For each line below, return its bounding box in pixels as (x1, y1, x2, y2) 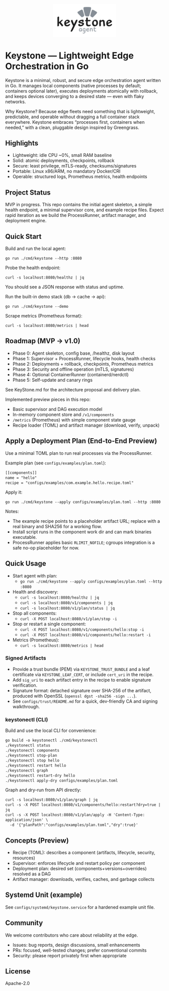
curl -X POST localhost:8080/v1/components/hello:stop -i (20, 627, 144, 632)
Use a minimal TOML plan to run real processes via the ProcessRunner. (5, 450, 152, 456)
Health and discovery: (12, 589, 59, 595)
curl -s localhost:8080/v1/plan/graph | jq (5, 797, 98, 802)
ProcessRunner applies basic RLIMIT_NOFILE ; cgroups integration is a (12, 539, 155, 545)
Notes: (5, 508, 19, 514)
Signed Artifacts (5, 654, 46, 662)
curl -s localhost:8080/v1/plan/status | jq (20, 606, 115, 611)
